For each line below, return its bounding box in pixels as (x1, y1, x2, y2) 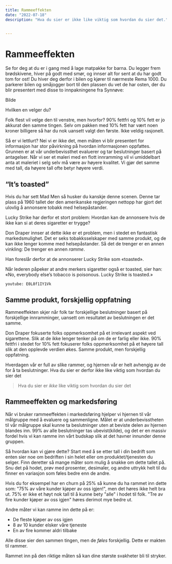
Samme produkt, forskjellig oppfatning (5, 295, 132, 304)
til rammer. (5, 542, 28, 549)
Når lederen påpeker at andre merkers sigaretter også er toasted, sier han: (5, 266, 162, 272)
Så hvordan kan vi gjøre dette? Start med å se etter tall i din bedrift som (5, 448, 156, 455)
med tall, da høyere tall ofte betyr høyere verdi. (5, 165, 104, 171)
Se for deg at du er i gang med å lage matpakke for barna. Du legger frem (5, 65, 161, 71)
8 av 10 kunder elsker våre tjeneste (12, 522, 87, 528)
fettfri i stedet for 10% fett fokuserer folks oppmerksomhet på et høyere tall (5, 341, 164, 347)
